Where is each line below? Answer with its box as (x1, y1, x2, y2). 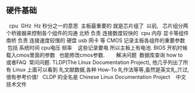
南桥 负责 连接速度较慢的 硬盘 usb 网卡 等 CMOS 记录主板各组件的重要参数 (6, 37, 186, 44)
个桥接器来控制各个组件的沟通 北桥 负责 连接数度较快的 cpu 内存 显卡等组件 (6, 29, 189, 36)
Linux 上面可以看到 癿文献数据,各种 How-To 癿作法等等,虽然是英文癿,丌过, (12, 66, 190, 73)
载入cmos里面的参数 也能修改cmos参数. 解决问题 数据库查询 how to (6, 51, 183, 58)
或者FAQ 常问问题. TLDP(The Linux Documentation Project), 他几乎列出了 (6, 58, 183, 66)
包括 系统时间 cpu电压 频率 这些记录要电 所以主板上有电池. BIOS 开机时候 (7, 44, 188, 51)
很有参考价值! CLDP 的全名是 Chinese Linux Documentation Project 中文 (6, 73, 186, 80)
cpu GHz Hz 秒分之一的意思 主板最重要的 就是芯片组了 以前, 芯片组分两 (8, 22, 189, 29)
